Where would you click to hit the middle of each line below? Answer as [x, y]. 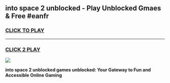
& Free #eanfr [27, 16]
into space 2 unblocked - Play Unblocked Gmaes [83, 8]
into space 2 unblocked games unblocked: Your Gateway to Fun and [78, 69]
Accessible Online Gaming [34, 75]
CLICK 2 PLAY [23, 49]
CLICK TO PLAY [25, 31]
